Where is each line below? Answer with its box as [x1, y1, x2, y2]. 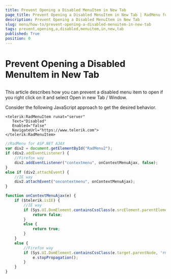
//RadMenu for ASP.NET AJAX [5, 141, 65, 146]
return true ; [32, 226, 60, 231]
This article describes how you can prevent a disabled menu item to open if [5, 89, 163, 95]
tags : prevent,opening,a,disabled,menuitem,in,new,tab [5, 27, 124, 32]
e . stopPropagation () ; [32, 255, 79, 260]
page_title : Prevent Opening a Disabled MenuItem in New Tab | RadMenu [5, 12, 160, 17]
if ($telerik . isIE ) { [14, 198, 60, 203]
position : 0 [5, 36, 31, 41]
